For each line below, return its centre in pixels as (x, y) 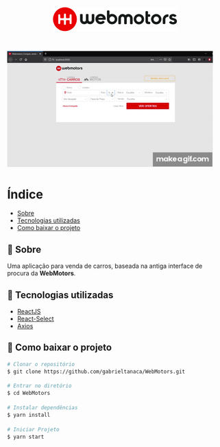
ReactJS (29, 311)
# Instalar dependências (42, 408)
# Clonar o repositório (41, 364)
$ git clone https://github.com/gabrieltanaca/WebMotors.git (96, 371)
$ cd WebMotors (29, 393)
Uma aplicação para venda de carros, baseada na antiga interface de (105, 266)
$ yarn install (29, 415)
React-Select (35, 319)
